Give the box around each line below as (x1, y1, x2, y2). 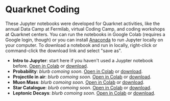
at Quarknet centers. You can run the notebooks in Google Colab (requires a (5, 31, 165, 37)
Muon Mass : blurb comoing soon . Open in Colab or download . (12, 79, 144, 85)
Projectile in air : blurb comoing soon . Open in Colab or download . (12, 73, 152, 80)
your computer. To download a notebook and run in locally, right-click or (5, 42, 157, 48)
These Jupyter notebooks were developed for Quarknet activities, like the (5, 20, 160, 27)
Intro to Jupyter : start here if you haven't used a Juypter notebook (12, 57, 153, 63)
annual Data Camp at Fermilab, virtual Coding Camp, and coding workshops (5, 26, 165, 32)
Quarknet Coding (5, 4, 80, 15)
